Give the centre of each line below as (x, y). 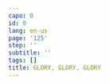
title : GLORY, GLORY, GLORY (55, 68)
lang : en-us (28, 30)
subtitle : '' (30, 53)
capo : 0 (21, 16)
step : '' (23, 46)
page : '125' (28, 38)
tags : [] (23, 61)
